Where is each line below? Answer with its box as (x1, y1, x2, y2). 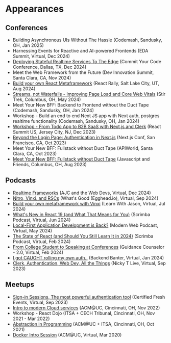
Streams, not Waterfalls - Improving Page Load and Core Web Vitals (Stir (12, 91, 166, 97)
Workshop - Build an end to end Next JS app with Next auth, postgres (12, 113, 160, 119)
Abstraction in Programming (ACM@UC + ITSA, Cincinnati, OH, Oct (12, 321, 154, 327)
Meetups (5, 280, 35, 289)
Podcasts (5, 176, 36, 185)
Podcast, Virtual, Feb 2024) (12, 238, 71, 245)
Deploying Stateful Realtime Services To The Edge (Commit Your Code (12, 59, 162, 64)
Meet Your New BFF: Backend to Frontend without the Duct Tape (12, 102, 149, 108)
